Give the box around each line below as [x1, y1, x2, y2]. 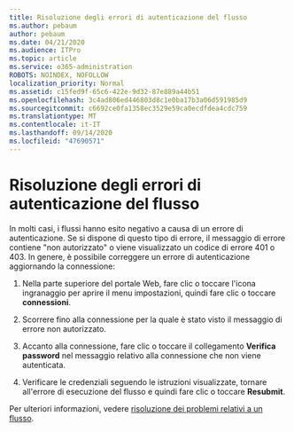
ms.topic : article [9, 54, 77, 63]
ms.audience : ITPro [9, 46, 81, 55]
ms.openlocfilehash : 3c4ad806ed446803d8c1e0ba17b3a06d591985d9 [9, 95, 248, 105]
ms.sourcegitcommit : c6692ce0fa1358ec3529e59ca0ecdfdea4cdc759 [9, 104, 248, 113]
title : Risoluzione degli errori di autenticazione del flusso [9, 12, 248, 22]
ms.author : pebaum [9, 21, 77, 30]
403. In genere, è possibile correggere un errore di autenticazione [9, 251, 251, 262]
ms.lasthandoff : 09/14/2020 [9, 129, 113, 137]
